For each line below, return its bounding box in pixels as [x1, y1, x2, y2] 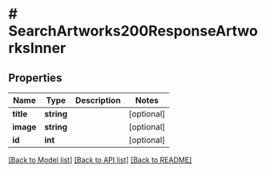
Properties [8, 71, 62, 84]
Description [75, 95, 122, 105]
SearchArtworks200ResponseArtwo [8, 22, 258, 40]
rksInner [8, 39, 66, 57]
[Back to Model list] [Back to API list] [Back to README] [8, 155, 192, 165]
